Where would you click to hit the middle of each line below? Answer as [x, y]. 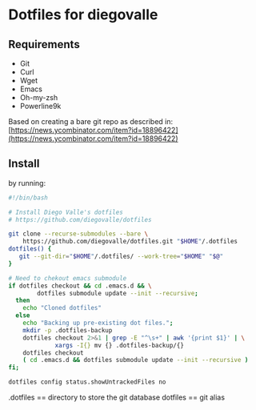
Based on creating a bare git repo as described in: [91, 121]
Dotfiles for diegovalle [83, 15]
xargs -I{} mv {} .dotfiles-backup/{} [119, 345]
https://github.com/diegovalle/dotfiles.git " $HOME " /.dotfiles [130, 242]
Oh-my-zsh [39, 97]
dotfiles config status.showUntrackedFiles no [87, 382]
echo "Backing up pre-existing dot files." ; [98, 323]
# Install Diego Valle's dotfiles [66, 212]
